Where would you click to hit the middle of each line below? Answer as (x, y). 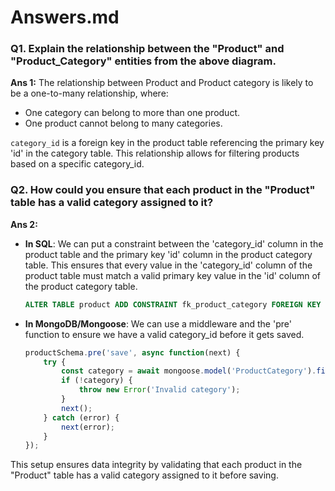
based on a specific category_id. (77, 164)
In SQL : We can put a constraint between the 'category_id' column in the (174, 243)
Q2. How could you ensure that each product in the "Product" (163, 190)
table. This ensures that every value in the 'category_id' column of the (168, 265)
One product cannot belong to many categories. (123, 123)
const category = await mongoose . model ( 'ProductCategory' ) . (189, 371)
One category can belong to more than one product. (132, 113)
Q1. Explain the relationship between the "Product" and (147, 49)
